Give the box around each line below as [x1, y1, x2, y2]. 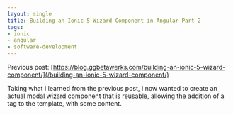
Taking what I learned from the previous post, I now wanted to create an [7, 84, 217, 92]
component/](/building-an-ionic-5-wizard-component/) [7, 70, 169, 79]
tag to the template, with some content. [7, 99, 122, 107]
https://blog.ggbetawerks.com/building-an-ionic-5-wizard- [52, 63, 226, 71]
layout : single [7, 10, 52, 18]
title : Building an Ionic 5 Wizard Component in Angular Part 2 [7, 17, 201, 24]
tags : [7, 23, 23, 31]
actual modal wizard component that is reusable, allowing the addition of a [7, 92, 225, 100]
